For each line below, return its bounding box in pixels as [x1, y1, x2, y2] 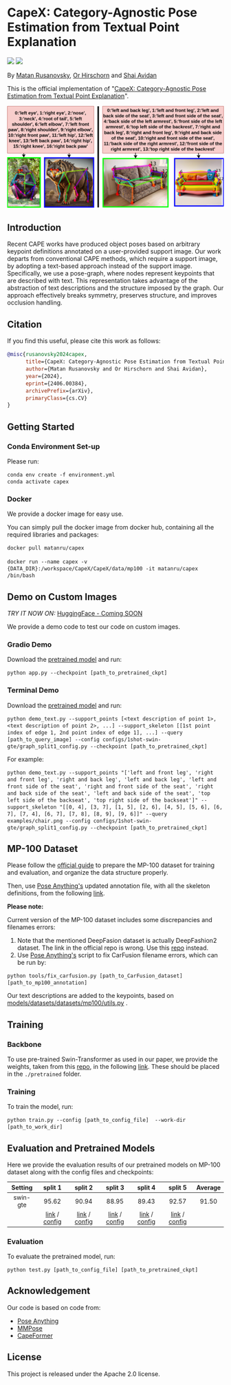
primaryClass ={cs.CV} [25, 395, 88, 402]
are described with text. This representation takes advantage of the [7, 277, 198, 285]
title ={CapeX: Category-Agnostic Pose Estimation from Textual [25, 358, 211, 366]
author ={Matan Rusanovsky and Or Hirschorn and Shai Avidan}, [25, 366, 208, 373]
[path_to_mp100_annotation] [7, 979, 88, 986]
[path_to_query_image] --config [7, 736, 100, 743]
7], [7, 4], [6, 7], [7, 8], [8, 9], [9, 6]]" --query [7, 811, 168, 818]
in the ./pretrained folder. [7, 1070, 82, 1079]
